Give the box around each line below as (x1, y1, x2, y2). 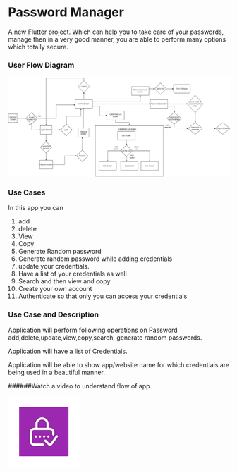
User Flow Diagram (8, 60, 75, 70)
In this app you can (8, 204, 63, 212)
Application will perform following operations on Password (8, 326, 178, 334)
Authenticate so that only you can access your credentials (18, 292, 188, 300)
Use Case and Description (8, 309, 99, 319)
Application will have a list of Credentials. (8, 347, 128, 355)
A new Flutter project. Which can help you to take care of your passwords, (8, 27, 224, 36)
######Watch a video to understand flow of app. (8, 381, 152, 390)
